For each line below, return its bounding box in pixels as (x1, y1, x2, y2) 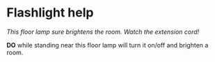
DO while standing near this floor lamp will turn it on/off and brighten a (6, 41, 209, 49)
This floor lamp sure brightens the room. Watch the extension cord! (6, 28, 200, 36)
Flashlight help (6, 5, 94, 21)
